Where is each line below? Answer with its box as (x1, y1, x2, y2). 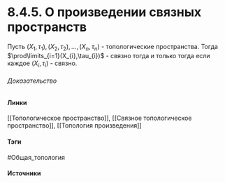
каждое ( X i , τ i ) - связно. (7, 59, 78, 69)
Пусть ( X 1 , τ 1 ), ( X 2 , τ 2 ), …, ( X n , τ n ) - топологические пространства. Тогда (7, 42, 219, 53)
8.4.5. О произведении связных (7, 4, 202, 20)
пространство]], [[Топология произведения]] (7, 121, 142, 130)
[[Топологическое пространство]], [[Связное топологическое (7, 114, 192, 123)
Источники (7, 169, 41, 177)
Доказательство (7, 76, 57, 85)
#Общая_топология (7, 153, 65, 161)
